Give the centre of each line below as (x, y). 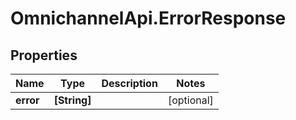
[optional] (190, 100)
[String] (72, 100)
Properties (44, 55)
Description (129, 83)
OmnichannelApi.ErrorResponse (148, 18)
